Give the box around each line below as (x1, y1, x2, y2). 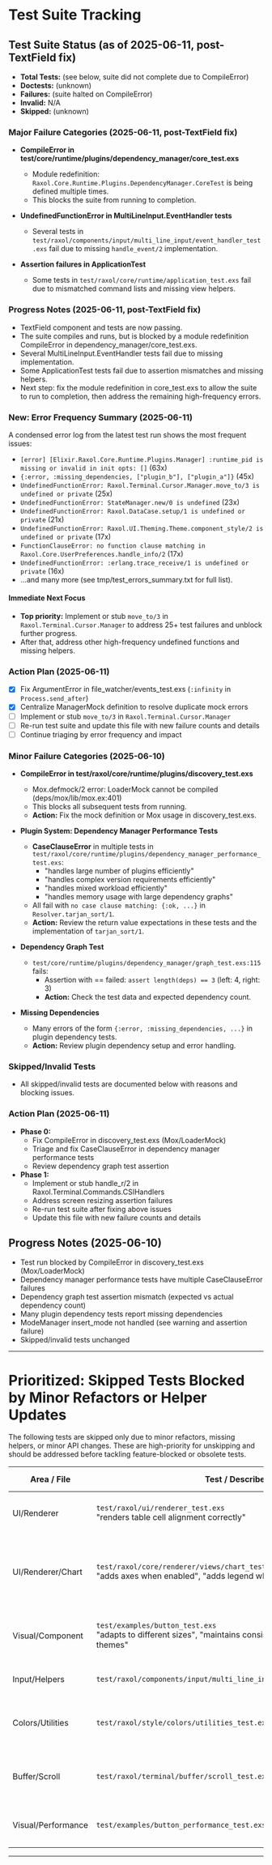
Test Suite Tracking (8, 6, 142, 24)
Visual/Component (12, 1630, 83, 1641)
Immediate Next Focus (8, 593, 86, 603)
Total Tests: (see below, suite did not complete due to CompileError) (19, 72, 249, 82)
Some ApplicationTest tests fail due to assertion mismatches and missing (19, 365, 264, 375)
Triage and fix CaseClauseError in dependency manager (32, 1144, 220, 1154)
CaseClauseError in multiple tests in (32, 842, 154, 851)
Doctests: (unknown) (19, 81, 91, 90)
